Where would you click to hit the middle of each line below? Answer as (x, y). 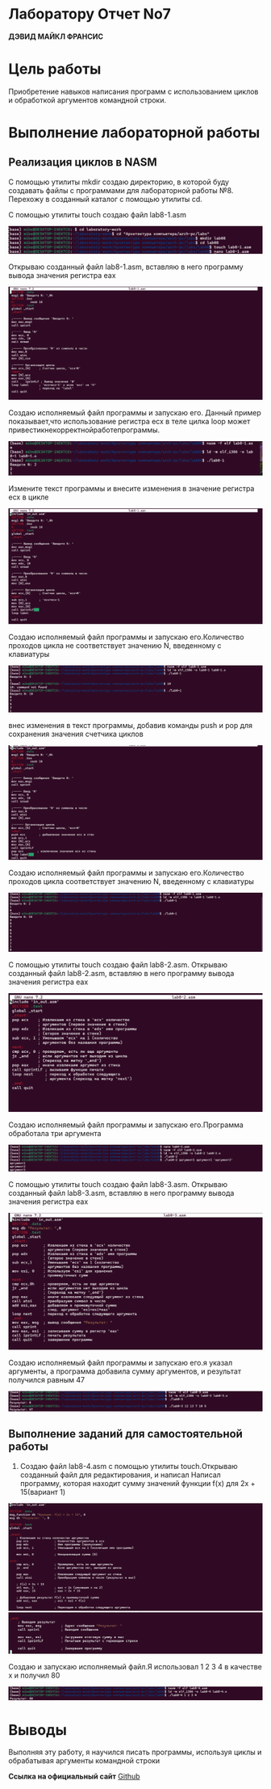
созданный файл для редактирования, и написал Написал (121, 1475)
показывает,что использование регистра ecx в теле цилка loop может (129, 422)
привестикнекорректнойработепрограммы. (84, 430)
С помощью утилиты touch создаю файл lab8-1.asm (98, 214)
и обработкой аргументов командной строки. (88, 100)
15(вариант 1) (43, 1492)
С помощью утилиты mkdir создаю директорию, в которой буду (119, 182)
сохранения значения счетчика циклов (76, 734)
